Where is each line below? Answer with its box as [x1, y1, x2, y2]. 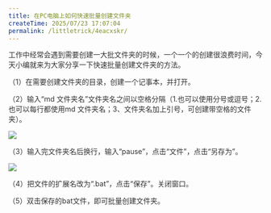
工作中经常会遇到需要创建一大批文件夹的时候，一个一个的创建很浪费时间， [8, 50, 256, 60]
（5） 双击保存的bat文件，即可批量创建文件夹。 [8, 196, 165, 206]
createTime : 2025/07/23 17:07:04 [8, 19, 121, 27]
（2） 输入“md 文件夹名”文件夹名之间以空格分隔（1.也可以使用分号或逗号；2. [8, 94, 262, 104]
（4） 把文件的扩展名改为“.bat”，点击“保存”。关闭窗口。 [8, 179, 194, 189]
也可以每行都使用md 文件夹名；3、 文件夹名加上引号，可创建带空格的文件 [8, 104, 252, 114]
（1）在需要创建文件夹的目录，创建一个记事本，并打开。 [8, 77, 195, 87]
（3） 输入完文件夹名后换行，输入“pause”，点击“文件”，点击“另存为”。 [8, 147, 243, 157]
